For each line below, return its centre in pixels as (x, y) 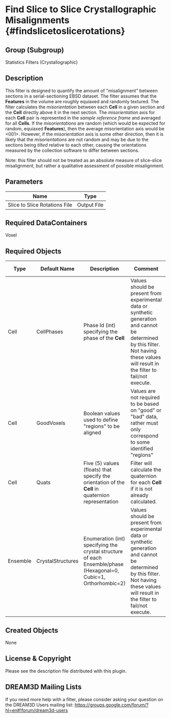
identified (142, 449)
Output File (90, 204)
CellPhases (50, 332)
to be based (145, 404)
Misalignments (37, 20)
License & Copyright (38, 658)
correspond (145, 436)
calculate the (146, 470)
